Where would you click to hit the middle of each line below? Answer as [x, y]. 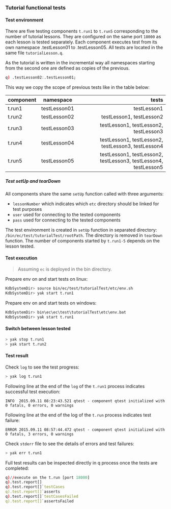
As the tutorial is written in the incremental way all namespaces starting [80, 63]
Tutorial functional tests [36, 8]
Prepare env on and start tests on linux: [47, 279]
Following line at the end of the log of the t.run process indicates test [78, 415]
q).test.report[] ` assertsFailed [39, 501]
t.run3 [15, 128]
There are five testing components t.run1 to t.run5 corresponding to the [82, 31]
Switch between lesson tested [38, 329]
